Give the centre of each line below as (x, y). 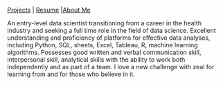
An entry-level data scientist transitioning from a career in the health (105, 23)
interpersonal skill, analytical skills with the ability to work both (96, 60)
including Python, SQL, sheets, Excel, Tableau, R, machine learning (103, 45)
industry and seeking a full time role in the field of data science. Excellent (111, 31)
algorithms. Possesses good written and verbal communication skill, (105, 52)
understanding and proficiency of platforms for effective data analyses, (109, 38)
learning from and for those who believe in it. (71, 74)
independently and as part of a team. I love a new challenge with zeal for (111, 67)
